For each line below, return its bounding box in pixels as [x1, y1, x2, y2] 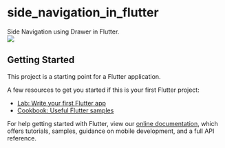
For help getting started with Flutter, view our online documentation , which [7, 119, 219, 127]
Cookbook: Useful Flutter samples [17, 106, 114, 114]
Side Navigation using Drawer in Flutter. [7, 27, 120, 36]
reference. [7, 134, 36, 142]
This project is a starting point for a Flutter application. [7, 72, 161, 80]
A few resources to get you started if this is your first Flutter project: [7, 86, 200, 94]
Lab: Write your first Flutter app [17, 99, 107, 107]
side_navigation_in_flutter [7, 5, 160, 21]
